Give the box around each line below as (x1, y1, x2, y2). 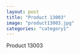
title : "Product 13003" (6, 14, 67, 20)
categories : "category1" (6, 25, 69, 32)
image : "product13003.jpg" (6, 20, 75, 26)
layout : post (6, 8, 39, 15)
